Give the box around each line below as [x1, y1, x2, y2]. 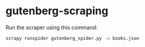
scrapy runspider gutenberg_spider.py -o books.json [5, 35, 140, 41]
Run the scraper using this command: [5, 24, 98, 31]
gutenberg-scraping [5, 4, 109, 18]
